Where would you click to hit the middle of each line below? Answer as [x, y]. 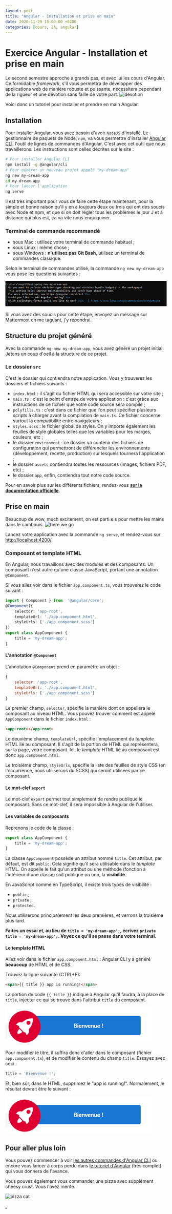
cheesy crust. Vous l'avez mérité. [40, 1187]
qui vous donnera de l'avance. [37, 1171]
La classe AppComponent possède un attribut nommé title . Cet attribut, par [84, 858]
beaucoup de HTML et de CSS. [38, 965]
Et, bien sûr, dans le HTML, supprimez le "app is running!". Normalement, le [85, 1083]
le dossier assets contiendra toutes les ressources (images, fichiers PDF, [90, 464]
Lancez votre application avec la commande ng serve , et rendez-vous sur [83, 534]
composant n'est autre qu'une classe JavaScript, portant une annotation [82, 569]
